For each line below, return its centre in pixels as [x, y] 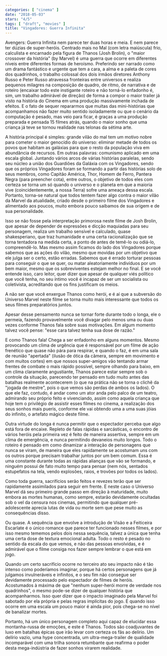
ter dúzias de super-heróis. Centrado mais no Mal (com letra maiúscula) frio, [83, 48]
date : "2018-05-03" [25, 14]
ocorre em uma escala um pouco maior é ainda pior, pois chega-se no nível [83, 607]
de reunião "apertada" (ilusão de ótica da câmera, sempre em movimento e [82, 356]
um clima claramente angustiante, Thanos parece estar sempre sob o [76, 372]
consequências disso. [28, 513]
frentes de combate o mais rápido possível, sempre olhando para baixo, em [83, 367]
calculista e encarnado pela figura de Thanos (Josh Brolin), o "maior [75, 53]
